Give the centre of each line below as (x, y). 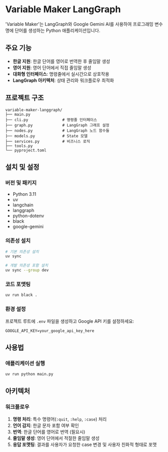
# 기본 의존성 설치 (22, 252)
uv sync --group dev (27, 270)
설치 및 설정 (22, 167)
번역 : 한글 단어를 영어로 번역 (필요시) (49, 432)
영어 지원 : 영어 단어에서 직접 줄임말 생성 (52, 68)
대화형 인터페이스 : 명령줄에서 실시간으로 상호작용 (61, 74)
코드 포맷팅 (18, 284)
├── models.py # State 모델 (47, 136)
